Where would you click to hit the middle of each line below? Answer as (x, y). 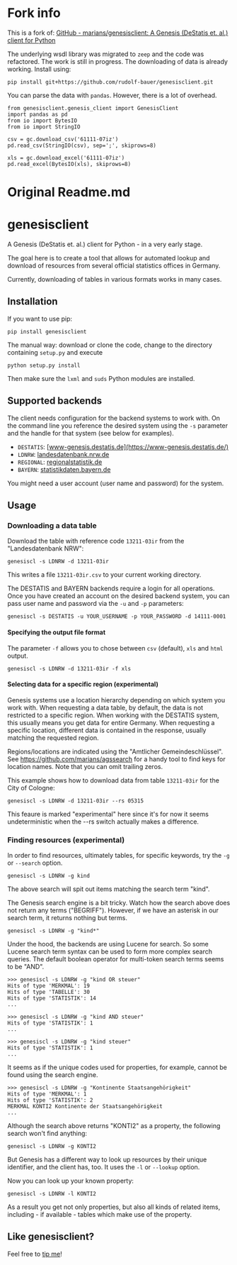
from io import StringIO (44, 127)
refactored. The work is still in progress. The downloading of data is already (118, 61)
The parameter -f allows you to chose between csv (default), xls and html (115, 648)
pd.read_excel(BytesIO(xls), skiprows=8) (69, 164)
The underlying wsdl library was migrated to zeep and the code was (106, 54)
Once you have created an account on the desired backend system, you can (118, 596)
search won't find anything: (47, 1134)
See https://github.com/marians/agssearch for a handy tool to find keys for (116, 759)
